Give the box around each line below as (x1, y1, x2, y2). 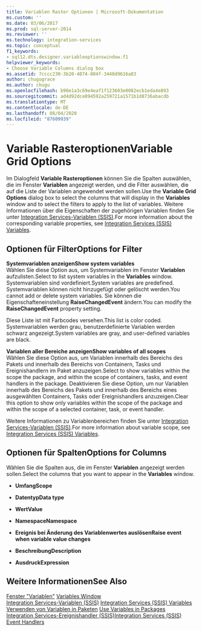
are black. (6, 336, 31, 343)
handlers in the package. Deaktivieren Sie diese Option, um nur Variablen (6, 380, 189, 387)
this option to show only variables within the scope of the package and (6, 399, 183, 406)
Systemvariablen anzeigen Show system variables (6, 260, 135, 267)
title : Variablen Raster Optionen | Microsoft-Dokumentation (6, 8, 164, 15)
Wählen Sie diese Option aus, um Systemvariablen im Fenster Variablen (6, 266, 186, 273)
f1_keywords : (6, 48, 39, 55)
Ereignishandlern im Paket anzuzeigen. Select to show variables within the (6, 367, 190, 374)
